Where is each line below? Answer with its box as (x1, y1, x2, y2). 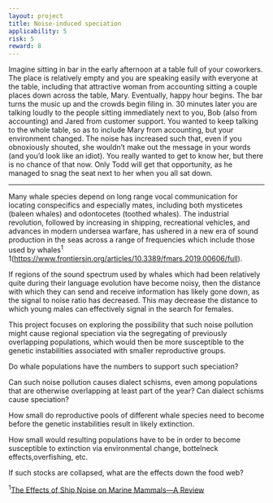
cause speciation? (8, 394, 69, 404)
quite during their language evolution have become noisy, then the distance (8, 278, 262, 287)
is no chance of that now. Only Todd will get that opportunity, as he (8, 160, 233, 169)
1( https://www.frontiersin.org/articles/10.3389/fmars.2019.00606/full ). (8, 253, 243, 263)
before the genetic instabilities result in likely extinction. (8, 418, 195, 428)
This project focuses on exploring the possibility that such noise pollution (8, 319, 253, 330)
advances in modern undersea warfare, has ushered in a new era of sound (8, 226, 258, 236)
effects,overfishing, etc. (8, 452, 89, 461)
